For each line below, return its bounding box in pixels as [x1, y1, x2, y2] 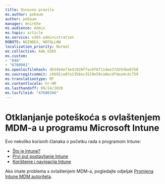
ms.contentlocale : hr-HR [5, 81, 56, 86]
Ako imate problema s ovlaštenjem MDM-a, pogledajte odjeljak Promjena [5, 168, 154, 174]
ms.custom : [5, 53, 28, 59]
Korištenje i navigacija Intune [12, 159, 71, 165]
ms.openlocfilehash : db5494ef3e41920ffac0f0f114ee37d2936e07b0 [5, 67, 139, 72]
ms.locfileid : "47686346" [5, 90, 58, 95]
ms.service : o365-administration [5, 35, 74, 40]
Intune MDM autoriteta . [5, 174, 53, 180]
